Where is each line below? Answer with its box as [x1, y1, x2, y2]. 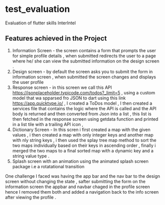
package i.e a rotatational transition [12, 163, 85, 169]
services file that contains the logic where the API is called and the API [12, 105, 157, 111]
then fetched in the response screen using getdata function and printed [12, 116, 159, 122]
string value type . [12, 153, 50, 159]
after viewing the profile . [5, 194, 56, 200]
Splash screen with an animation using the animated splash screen [12, 158, 149, 164]
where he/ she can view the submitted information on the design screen [12, 58, 160, 64]
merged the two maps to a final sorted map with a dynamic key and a [12, 147, 154, 153]
